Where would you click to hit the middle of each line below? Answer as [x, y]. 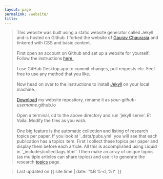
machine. [26, 89]
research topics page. [39, 162]
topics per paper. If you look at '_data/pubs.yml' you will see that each [87, 136]
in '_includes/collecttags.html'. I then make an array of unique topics [85, 152]
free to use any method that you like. [53, 74]
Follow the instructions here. [45, 59]
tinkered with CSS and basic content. [54, 43]
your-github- [124, 100]
